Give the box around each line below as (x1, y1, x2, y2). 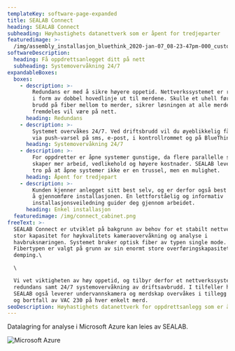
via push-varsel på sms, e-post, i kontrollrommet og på (32, 134, 201, 141)
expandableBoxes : (7, 69, 58, 76)
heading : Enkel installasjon (25, 206, 111, 213)
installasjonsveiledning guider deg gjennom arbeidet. (32, 199, 196, 207)
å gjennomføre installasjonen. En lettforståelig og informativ (32, 193, 224, 200)
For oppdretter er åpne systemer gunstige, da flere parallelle (32, 154, 224, 161)
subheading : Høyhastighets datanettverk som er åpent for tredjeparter (7, 29, 220, 37)
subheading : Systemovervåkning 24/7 (13, 62, 120, 69)
